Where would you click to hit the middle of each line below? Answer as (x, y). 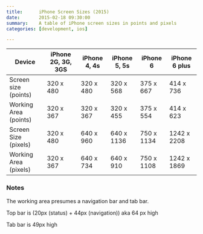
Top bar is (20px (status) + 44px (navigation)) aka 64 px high (82, 213)
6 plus (181, 66)
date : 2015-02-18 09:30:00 (48, 18)
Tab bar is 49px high (32, 224)
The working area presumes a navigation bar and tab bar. (78, 201)
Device (25, 62)
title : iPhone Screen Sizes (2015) (58, 12)
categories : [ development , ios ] (47, 29)
